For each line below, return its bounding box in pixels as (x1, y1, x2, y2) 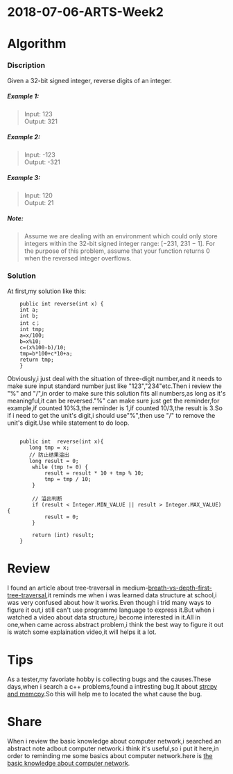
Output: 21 (24, 198, 54, 206)
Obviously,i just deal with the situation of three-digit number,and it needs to (7, 374, 223, 382)
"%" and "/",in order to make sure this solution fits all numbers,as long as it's (7, 389, 226, 397)
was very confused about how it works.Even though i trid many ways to (7, 598, 212, 606)
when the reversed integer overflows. (24, 254, 132, 262)
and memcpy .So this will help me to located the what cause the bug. (7, 689, 202, 698)
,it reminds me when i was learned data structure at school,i (46, 590, 217, 599)
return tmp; (19, 356, 54, 363)
